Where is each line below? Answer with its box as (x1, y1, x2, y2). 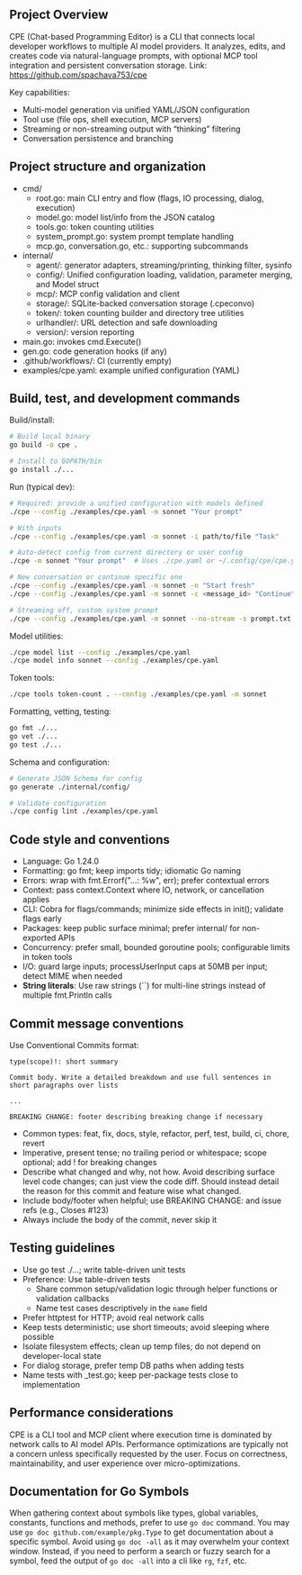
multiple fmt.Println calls (22, 990, 112, 1000)
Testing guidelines (9, 1240, 115, 1255)
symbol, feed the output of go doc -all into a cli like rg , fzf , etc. (9, 1555, 247, 1566)
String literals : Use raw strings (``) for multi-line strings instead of (22, 981, 267, 991)
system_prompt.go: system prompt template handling (35, 231, 235, 241)
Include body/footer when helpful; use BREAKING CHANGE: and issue (22, 1195, 281, 1206)
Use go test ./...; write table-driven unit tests (22, 1264, 186, 1275)
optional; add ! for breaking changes (22, 1156, 157, 1167)
